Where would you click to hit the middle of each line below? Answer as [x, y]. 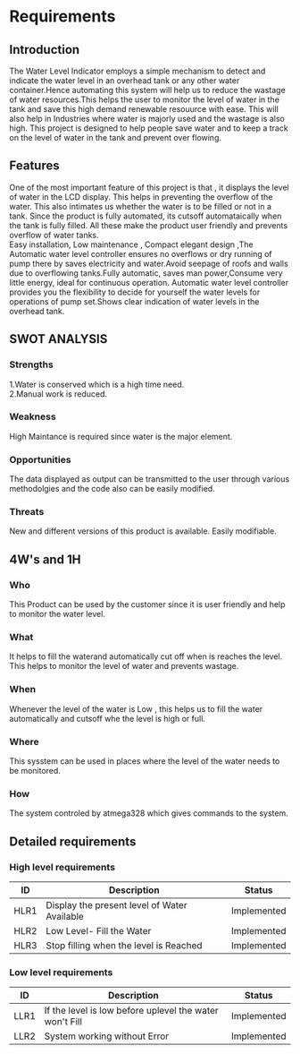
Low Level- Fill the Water [99, 930]
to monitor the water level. [57, 614]
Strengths [31, 364]
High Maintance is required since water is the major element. [121, 436]
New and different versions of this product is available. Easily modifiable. [143, 531]
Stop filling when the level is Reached [124, 945]
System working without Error [107, 1036]
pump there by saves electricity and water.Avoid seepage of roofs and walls [149, 263]
